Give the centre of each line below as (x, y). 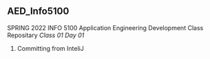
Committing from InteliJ (50, 48)
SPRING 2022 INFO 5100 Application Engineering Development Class (105, 27)
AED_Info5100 (38, 11)
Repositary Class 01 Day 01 (46, 35)
